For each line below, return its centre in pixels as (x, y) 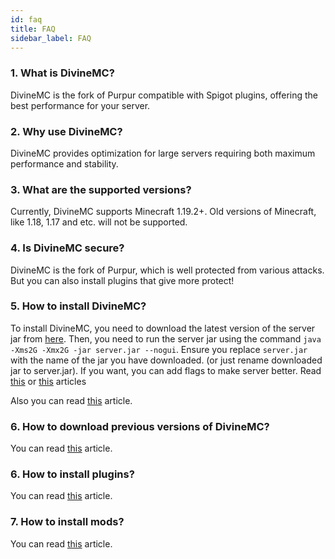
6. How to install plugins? (72, 474)
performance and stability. (64, 163)
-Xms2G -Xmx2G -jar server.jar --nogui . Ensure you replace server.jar (159, 349)
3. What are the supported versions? (101, 189)
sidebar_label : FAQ (51, 38)
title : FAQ (33, 29)
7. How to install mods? (67, 522)
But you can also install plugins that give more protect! (122, 280)
